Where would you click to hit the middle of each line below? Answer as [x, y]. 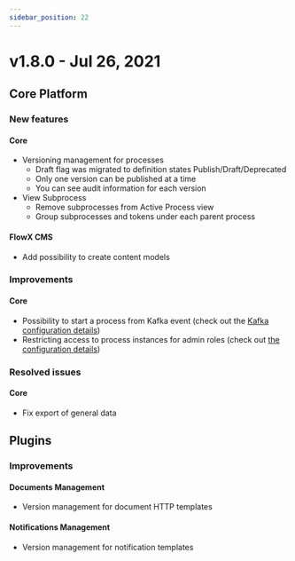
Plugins [31, 441]
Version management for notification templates [108, 547]
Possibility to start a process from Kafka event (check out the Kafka [145, 320]
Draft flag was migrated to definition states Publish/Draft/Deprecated [161, 170]
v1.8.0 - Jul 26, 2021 [85, 61]
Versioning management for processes [93, 160]
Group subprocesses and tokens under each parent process [145, 217]
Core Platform [49, 94]
